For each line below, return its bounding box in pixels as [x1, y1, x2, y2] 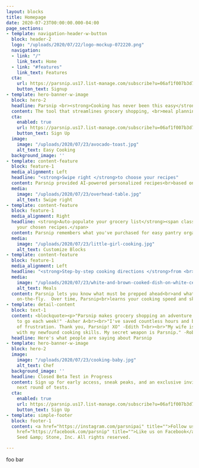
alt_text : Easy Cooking [17, 147, 76, 153]
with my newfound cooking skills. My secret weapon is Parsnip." [17, 329, 182, 335]
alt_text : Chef [17, 362, 54, 369]
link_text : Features [17, 70, 68, 76]
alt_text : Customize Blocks [17, 246, 86, 253]
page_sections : [6, 25, 44, 32]
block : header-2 [11, 36, 52, 42]
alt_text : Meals [17, 285, 57, 291]
